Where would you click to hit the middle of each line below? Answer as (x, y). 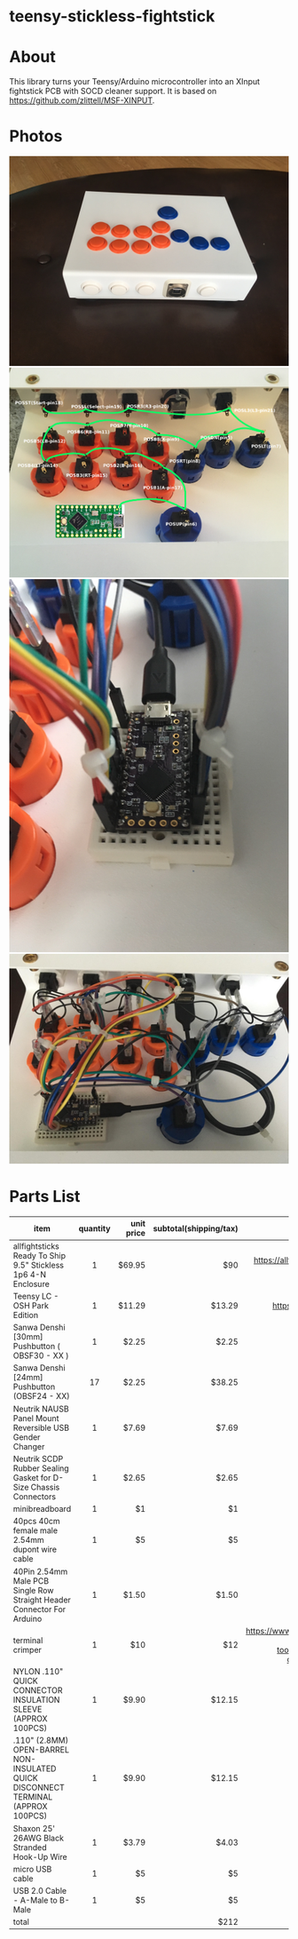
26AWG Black (39, 1838)
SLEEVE (27, 1709)
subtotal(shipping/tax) (196, 1228)
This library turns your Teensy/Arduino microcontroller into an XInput (134, 82)
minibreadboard (42, 1509)
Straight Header (42, 1600)
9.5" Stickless (39, 1265)
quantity (94, 1228)
